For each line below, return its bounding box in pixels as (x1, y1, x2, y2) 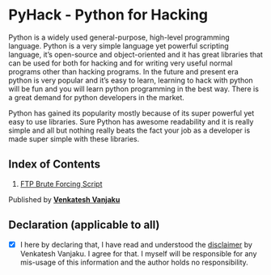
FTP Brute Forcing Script (19, 179, 103, 188)
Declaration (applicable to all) (8, 218, 160, 232)
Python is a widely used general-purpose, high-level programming (8, 32, 230, 42)
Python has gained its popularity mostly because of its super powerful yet (8, 108, 255, 118)
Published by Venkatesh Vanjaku (8, 194, 121, 204)
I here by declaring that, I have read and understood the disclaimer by (19, 239, 253, 249)
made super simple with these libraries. (8, 133, 140, 143)
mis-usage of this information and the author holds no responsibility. (19, 257, 248, 267)
